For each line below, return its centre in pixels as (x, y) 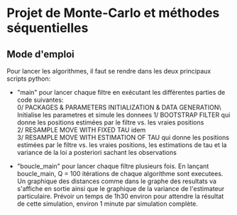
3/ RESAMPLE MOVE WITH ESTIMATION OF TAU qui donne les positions (123, 137)
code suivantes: (40, 100)
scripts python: (29, 79)
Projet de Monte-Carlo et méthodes (113, 13)
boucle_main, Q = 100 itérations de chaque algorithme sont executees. (120, 174)
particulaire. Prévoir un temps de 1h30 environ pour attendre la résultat (120, 196)
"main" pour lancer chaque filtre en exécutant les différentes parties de (121, 92)
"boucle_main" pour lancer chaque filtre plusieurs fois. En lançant (113, 166)
